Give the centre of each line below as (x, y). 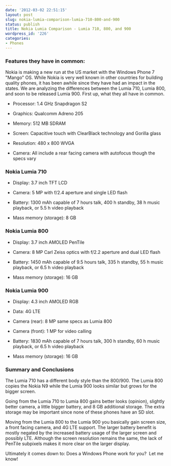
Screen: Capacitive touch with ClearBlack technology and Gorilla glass (87, 134)
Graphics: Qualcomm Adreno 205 (48, 114)
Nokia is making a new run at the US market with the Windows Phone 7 (80, 72)
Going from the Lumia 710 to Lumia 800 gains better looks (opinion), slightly (85, 401)
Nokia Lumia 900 (27, 290)
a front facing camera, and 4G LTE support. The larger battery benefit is (81, 428)
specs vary (25, 159)
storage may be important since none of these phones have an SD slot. (80, 412)
